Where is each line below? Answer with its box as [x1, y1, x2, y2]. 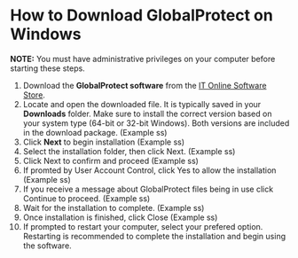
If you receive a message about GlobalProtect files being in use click [22, 184, 274, 194]
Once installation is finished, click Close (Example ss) [22, 212, 218, 223]
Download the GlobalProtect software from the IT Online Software [22, 80, 267, 90]
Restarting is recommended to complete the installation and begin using [22, 231, 286, 241]
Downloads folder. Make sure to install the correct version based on [22, 108, 272, 119]
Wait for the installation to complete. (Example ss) [22, 202, 205, 213]
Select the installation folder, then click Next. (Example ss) [22, 145, 236, 156]
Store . [22, 90, 45, 100]
